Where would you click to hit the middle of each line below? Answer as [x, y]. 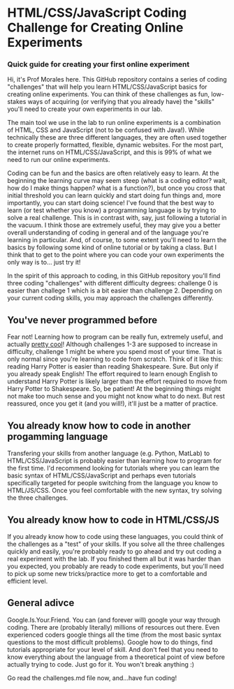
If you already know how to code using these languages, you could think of [115, 536]
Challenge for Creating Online [95, 28]
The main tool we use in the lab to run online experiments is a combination [114, 123]
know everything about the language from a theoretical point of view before [116, 657]
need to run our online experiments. [59, 160]
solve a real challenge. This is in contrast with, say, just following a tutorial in [117, 218]
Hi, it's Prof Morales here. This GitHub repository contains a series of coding [117, 80]
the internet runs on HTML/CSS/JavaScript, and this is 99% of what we [110, 152]
